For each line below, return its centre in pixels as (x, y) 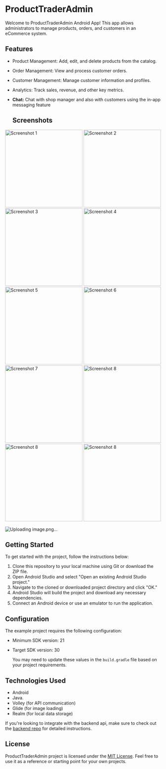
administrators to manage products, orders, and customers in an (71, 28)
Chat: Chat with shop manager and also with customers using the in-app (86, 99)
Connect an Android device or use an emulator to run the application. (83, 603)
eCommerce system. (26, 33)
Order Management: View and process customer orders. (70, 70)
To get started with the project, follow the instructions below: (67, 557)
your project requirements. (39, 665)
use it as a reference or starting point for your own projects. (66, 761)
